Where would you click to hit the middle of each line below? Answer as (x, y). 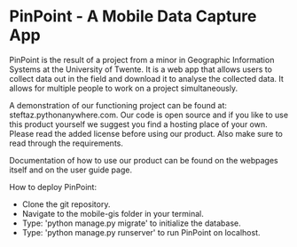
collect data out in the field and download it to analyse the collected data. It (146, 78)
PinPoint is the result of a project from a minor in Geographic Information (142, 60)
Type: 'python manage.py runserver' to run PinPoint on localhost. (141, 232)
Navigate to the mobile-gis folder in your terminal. (113, 213)
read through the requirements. (66, 143)
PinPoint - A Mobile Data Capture (133, 16)
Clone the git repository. (66, 204)
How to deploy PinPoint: (53, 187)
